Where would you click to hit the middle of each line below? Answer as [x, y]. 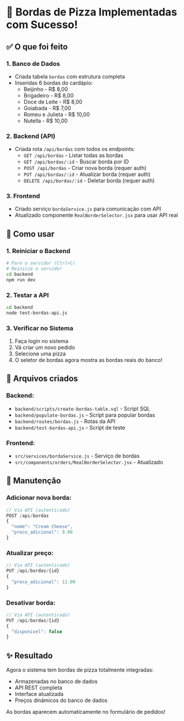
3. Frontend [23, 196]
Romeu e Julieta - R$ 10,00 [57, 114]
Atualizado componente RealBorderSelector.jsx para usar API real [96, 215]
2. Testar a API [28, 295]
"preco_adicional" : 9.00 [42, 532]
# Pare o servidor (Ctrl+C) [41, 263]
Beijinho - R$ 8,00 [46, 89]
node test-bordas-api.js [37, 313]
